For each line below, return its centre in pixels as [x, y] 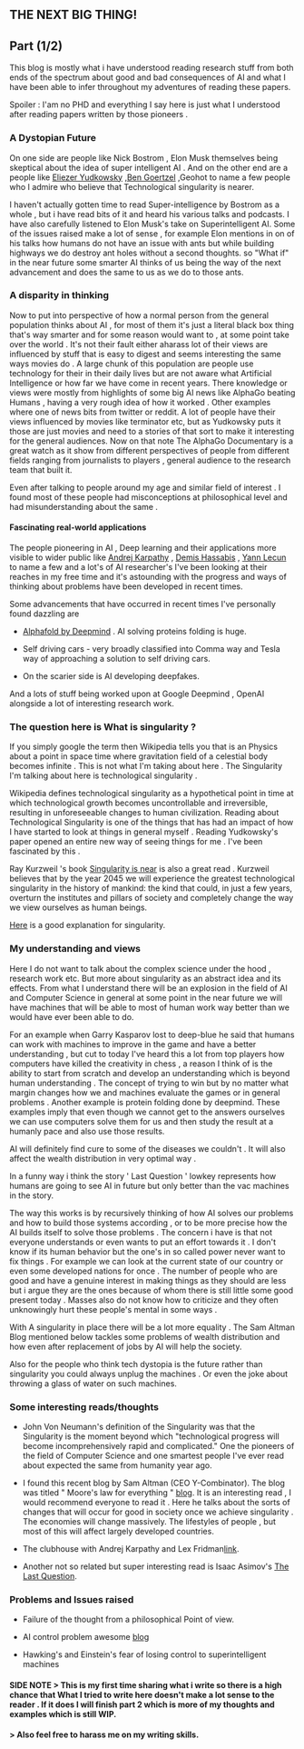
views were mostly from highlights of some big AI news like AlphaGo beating [152, 392]
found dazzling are [44, 614]
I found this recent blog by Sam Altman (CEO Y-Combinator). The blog [154, 1483]
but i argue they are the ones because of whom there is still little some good [152, 1290]
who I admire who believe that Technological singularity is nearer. [132, 186]
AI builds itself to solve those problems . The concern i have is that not [141, 1232]
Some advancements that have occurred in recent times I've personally [143, 604]
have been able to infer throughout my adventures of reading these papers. [150, 87]
